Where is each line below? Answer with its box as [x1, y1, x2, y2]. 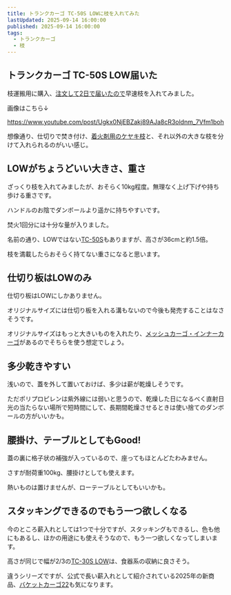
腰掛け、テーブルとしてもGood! [7, 434, 141, 446]
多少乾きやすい [7, 360, 71, 372]
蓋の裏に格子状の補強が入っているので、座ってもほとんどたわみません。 [7, 454, 212, 462]
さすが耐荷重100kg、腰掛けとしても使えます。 [7, 469, 138, 477]
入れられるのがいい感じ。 [19, 140, 92, 149]
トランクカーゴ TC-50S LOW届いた [7, 70, 158, 82]
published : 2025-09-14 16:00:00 [7, 23, 100, 30]
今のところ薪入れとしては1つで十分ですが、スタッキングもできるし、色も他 [7, 525, 221, 533]
